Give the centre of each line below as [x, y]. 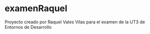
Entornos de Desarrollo [28, 27]
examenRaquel [36, 8]
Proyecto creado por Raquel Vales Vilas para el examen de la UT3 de [75, 22]
